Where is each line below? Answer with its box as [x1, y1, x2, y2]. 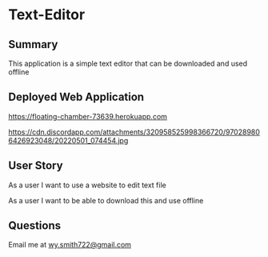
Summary [8, 38, 58, 51]
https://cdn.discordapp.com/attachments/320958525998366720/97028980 [8, 126, 260, 137]
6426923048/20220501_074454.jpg [8, 135, 129, 145]
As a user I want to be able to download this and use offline [8, 195, 204, 205]
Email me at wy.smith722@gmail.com [8, 240, 132, 250]
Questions [8, 219, 62, 233]
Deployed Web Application [8, 90, 145, 104]
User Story [8, 159, 63, 173]
